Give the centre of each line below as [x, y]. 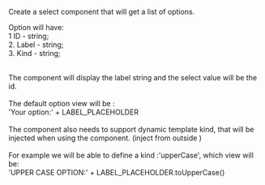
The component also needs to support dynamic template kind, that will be [131, 129]
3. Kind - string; [34, 53]
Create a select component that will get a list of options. [102, 12]
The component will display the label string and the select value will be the [133, 77]
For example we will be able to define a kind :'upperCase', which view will [131, 155]
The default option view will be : [62, 103]
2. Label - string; [36, 45]
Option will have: [36, 27]
